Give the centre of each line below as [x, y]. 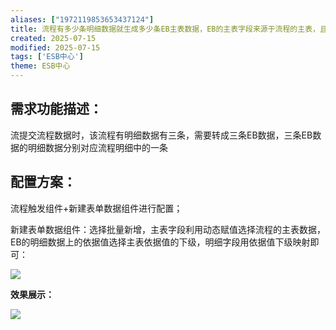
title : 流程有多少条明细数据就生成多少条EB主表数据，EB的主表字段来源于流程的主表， [165, 29]
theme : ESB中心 [40, 66]
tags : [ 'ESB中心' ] [47, 57]
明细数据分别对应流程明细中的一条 [97, 147]
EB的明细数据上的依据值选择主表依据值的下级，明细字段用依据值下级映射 [160, 242]
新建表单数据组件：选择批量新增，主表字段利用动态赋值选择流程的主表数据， [168, 229]
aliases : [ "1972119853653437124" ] [82, 19]
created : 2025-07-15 [53, 38]
